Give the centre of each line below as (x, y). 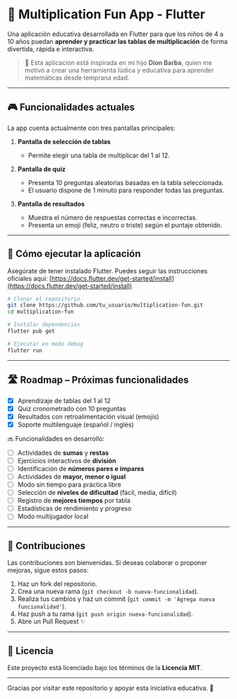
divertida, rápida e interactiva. (51, 49)
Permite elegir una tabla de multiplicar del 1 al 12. (99, 155)
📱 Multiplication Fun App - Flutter (107, 14)
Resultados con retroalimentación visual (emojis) (88, 417)
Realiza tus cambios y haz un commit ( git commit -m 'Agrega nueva (116, 599)
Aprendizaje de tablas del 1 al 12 (64, 400)
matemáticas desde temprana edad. (77, 78)
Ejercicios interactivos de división (67, 460)
